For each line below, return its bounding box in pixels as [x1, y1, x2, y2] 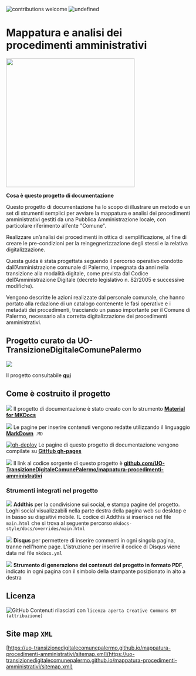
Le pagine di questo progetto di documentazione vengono [38, 441, 179, 448]
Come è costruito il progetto [6, 389, 111, 399]
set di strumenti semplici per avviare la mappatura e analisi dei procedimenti [6, 209, 191, 217]
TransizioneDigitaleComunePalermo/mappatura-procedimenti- [6, 465, 164, 473]
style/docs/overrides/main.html [6, 525, 85, 532]
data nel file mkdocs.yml [6, 549, 63, 556]
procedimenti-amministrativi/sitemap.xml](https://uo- [6, 651, 135, 658]
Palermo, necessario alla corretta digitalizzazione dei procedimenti [6, 312, 167, 319]
